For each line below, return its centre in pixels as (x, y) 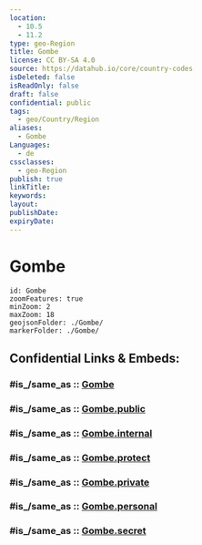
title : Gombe (34, 52)
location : (28, 18)
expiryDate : (32, 221)
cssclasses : (32, 162)
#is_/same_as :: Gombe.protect (80, 458)
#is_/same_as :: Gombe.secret (78, 531)
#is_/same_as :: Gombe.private (80, 482)
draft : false (34, 94)
